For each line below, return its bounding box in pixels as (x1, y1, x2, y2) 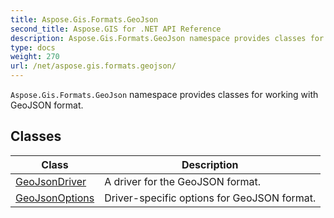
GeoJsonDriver (15, 174, 87, 188)
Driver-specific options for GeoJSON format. (104, 191, 317, 205)
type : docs (10, 42, 56, 53)
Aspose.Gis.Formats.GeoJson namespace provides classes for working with (10, 89, 319, 100)
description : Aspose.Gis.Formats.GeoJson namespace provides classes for (10, 33, 325, 43)
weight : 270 (10, 52, 60, 62)
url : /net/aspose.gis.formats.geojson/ (10, 61, 177, 71)
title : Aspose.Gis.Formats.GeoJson (10, 14, 159, 25)
